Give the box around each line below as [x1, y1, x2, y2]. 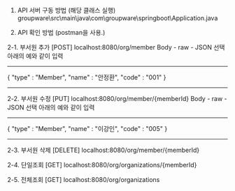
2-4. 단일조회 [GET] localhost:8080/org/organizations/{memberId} [7, 161, 197, 169]
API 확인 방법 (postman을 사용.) [17, 29, 106, 36]
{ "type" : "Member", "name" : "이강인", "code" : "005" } [7, 125, 168, 132]
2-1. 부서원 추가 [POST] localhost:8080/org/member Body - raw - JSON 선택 [7, 43, 225, 51]
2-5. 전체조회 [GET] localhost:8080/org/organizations [7, 176, 160, 183]
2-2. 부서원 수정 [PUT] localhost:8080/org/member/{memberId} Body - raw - [7, 95, 227, 102]
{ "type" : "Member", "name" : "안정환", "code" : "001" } [7, 73, 166, 82]
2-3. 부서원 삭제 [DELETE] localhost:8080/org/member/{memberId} [7, 146, 200, 154]
